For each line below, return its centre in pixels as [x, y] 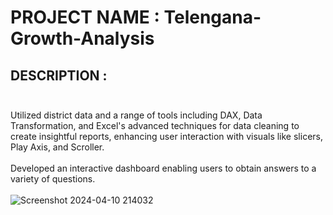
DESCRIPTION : [59, 75]
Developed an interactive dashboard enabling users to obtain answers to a [163, 168]
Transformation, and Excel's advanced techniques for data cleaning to [155, 125]
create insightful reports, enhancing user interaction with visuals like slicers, [166, 136]
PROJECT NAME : [85, 17]
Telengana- [212, 17]
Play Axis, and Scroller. [57, 147]
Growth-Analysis [82, 38]
